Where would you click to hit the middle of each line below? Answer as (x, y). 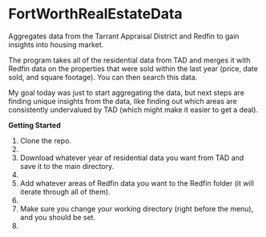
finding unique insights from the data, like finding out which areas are (123, 101)
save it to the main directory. (67, 166)
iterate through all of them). (65, 191)
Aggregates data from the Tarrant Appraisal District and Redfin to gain (124, 36)
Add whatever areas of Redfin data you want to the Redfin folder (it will (137, 183)
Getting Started (35, 125)
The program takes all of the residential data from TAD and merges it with (129, 60)
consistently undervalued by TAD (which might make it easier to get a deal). (133, 110)
